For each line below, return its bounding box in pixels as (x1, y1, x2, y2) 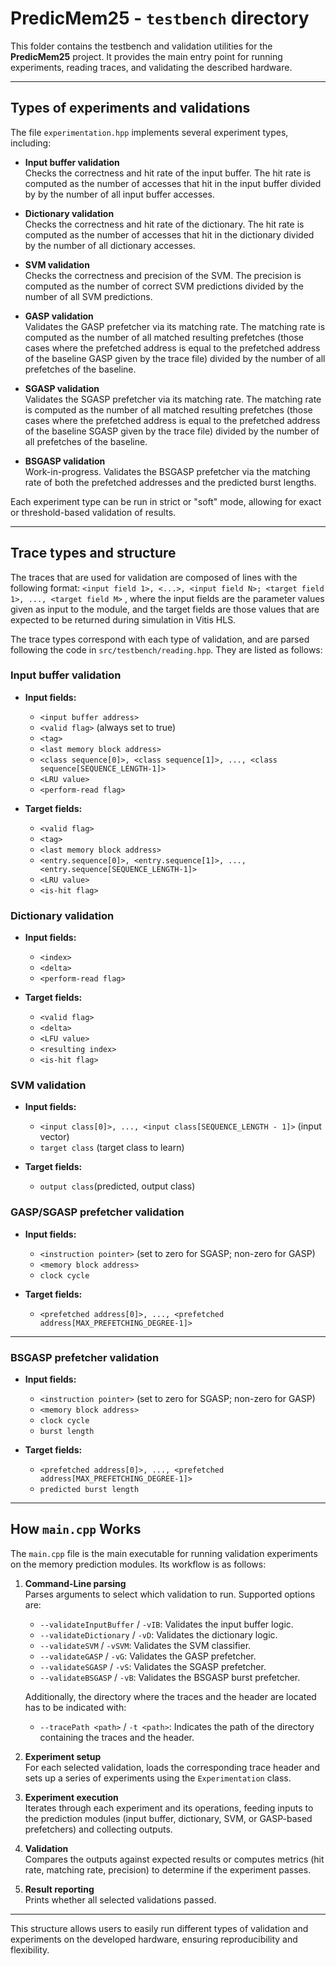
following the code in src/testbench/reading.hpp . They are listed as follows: (10, 643, 323, 656)
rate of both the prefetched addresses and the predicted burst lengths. (24, 476, 317, 488)
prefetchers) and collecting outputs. (24, 1823, 173, 1835)
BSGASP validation (24, 455, 106, 467)
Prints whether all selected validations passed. (24, 1893, 217, 1906)
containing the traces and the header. (39, 1731, 195, 1743)
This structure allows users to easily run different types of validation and (10, 1922, 309, 1934)
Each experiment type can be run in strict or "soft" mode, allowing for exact (10, 495, 322, 507)
